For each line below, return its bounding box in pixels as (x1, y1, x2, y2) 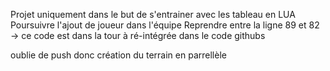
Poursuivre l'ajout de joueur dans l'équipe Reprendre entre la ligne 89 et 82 (10, 19, 320, 31)
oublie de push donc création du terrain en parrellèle (10, 49, 227, 61)
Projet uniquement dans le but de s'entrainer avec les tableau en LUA (10, 9, 296, 20)
